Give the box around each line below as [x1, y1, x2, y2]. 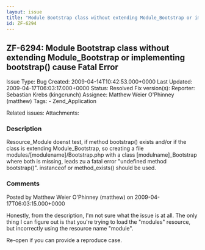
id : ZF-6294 [6, 20, 37, 26]
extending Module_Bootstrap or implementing [6, 52, 185, 63]
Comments [6, 179, 40, 188]
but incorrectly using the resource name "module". [6, 224, 134, 232]
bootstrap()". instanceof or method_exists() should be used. [6, 164, 157, 171]
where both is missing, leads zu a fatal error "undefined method [6, 158, 167, 165]
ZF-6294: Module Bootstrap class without [6, 43, 170, 53]
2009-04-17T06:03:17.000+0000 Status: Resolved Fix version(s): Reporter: [6, 85, 195, 92]
